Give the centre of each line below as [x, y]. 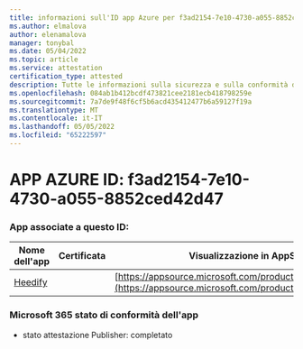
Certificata [82, 256]
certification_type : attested [66, 77]
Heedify [31, 282]
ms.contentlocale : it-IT [56, 118]
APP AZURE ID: [67, 180]
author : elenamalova [48, 34]
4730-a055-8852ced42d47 [116, 199]
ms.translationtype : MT [54, 110]
